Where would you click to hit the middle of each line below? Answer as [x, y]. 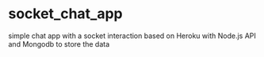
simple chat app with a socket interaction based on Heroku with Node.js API [132, 36]
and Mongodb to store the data [59, 44]
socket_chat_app [65, 14]
